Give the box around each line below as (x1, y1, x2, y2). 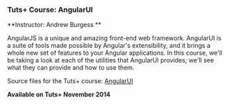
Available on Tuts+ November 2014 (7, 90, 111, 98)
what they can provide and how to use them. (7, 64, 135, 72)
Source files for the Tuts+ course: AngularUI (7, 77, 133, 85)
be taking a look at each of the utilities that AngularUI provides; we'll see (7, 56, 214, 64)
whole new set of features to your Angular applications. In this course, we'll (7, 49, 223, 57)
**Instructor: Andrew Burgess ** (7, 21, 102, 29)
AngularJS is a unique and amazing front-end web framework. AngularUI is (7, 34, 222, 42)
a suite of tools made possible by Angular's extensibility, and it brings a (7, 42, 211, 50)
